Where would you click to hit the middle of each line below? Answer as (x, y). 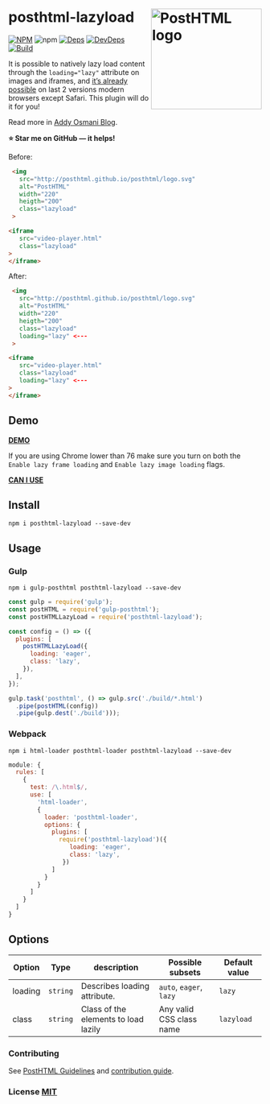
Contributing (34, 1053)
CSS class (178, 1019)
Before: (20, 156)
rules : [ (30, 772)
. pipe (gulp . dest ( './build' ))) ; (68, 713)
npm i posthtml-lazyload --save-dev (70, 523)
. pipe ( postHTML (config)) (57, 706)
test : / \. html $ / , (59, 788)
